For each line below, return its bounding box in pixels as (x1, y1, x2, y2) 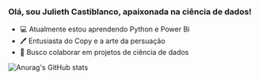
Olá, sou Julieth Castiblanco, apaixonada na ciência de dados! (8, 6, 252, 17)
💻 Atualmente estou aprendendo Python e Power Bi (19, 24, 190, 34)
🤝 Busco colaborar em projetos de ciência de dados (19, 48, 189, 57)
